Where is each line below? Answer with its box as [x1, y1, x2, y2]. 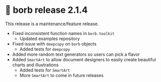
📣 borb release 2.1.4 [5, 4, 88, 16]
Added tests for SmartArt [19, 67, 70, 73]
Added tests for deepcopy [19, 46, 70, 52]
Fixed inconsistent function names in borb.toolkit [12, 30, 115, 36]
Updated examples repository [19, 36, 80, 41]
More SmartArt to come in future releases [19, 72, 104, 78]
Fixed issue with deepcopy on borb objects [12, 41, 97, 46]
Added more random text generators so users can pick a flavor [12, 51, 140, 57]
